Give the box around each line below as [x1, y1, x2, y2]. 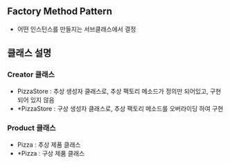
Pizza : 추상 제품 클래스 [17, 140, 81, 149]
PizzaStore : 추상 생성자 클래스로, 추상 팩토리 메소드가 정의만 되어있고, [17, 87, 209, 95]
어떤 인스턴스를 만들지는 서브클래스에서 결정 [17, 24, 136, 33]
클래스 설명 [7, 47, 52, 59]
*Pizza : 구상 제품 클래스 [17, 149, 85, 157]
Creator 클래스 [7, 69, 55, 79]
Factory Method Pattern [7, 6, 113, 17]
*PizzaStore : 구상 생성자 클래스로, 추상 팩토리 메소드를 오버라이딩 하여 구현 [17, 104, 224, 113]
